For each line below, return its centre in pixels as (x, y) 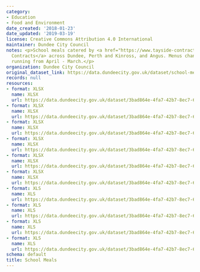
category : (18, 12)
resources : (20, 84)
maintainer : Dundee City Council (48, 45)
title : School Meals (32, 260)
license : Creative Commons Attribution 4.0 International (79, 39)
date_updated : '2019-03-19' (41, 34)
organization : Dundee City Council (50, 67)
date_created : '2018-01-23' (41, 28)
